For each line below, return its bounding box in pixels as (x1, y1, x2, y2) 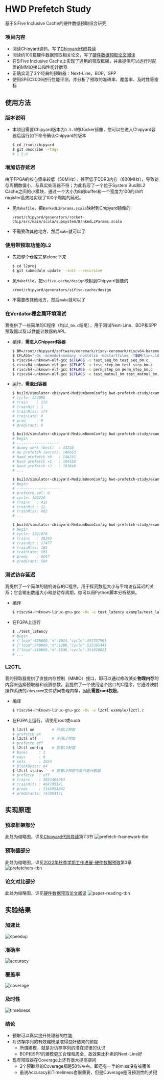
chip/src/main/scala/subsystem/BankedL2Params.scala (12, 219, 122, 224)
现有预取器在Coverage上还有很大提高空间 (12, 1057, 96, 1063)
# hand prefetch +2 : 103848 (12, 463, 76, 468)
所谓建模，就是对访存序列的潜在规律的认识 (19, 1045, 106, 1051)
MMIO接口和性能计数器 (21, 64, 68, 70)
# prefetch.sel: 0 (12, 490, 50, 495)
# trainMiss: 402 (12, 509, 48, 514)
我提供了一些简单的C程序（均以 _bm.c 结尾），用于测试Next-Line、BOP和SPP (5, 323, 157, 328)
